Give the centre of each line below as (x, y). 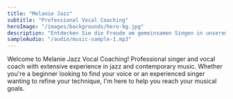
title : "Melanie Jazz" (40, 13)
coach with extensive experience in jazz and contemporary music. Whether (115, 66)
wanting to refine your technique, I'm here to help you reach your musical (112, 81)
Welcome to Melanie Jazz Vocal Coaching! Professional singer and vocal (111, 59)
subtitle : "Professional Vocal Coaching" (68, 20)
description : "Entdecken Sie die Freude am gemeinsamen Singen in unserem (118, 33)
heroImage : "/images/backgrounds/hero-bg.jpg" (76, 26)
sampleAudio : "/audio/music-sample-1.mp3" (69, 39)
